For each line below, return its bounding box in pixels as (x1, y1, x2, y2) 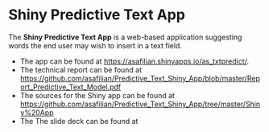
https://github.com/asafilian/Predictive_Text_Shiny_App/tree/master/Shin (19, 99, 261, 109)
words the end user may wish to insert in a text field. (8, 40, 183, 50)
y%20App (19, 107, 54, 118)
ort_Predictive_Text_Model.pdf (19, 82, 122, 92)
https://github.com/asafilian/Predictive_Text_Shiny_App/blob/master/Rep (19, 73, 260, 83)
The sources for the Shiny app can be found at (19, 90, 176, 100)
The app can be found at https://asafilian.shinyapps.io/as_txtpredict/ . (19, 56, 250, 66)
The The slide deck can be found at (19, 116, 139, 126)
